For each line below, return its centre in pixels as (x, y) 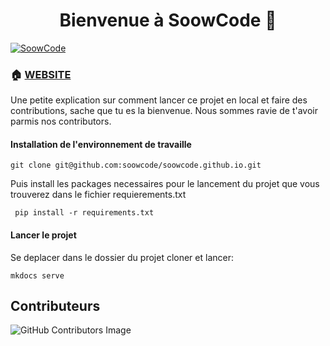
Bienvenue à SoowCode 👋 (168, 20)
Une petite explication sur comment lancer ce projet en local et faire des (159, 100)
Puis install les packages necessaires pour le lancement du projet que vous (165, 184)
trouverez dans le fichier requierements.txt (98, 195)
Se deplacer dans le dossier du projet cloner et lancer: (122, 257)
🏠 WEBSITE (41, 74)
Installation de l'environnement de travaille (101, 144)
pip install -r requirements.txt (84, 213)
